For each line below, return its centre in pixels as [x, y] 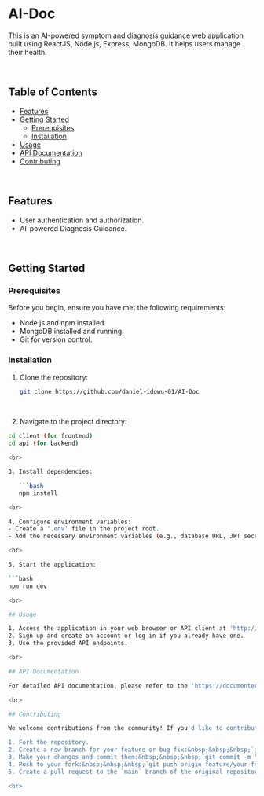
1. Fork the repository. [49, 743]
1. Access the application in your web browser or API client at [117, 629]
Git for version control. [56, 339]
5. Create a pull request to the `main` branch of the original [115, 772]
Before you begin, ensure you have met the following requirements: [117, 308]
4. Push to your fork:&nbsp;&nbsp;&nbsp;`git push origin [105, 764]
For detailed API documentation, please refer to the [98, 686]
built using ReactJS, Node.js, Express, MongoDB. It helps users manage [125, 43]
